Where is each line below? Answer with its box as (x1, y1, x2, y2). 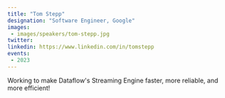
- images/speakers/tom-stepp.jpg (10, 30, 110, 38)
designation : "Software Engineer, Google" (7, 17, 135, 24)
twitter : (7, 37, 33, 44)
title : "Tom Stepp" (7, 10, 66, 18)
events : (7, 50, 31, 58)
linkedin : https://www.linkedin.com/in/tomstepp (7, 43, 155, 50)
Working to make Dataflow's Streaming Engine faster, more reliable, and (7, 76, 219, 85)
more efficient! (7, 83, 51, 92)
